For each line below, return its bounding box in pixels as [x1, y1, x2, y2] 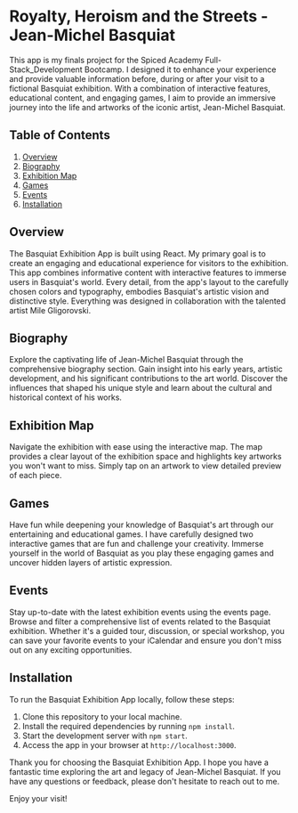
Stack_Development [9, 64, 83, 75]
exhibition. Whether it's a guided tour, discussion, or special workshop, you [9, 625, 285, 636]
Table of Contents [9, 127, 111, 143]
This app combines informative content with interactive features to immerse [9, 267, 287, 278]
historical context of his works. [9, 392, 123, 402]
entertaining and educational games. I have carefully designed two [9, 529, 254, 540]
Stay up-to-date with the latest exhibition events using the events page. [9, 606, 271, 617]
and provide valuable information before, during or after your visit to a [9, 73, 265, 84]
